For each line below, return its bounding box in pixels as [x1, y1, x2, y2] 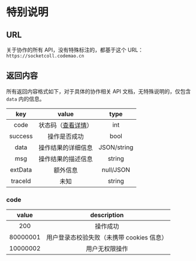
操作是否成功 [47, 132, 84, 141]
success [9, 132, 33, 140]
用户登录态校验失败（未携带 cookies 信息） [46, 233, 168, 242]
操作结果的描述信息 [38, 154, 93, 163]
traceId [11, 177, 31, 185]
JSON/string [98, 143, 134, 151]
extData [10, 165, 32, 174]
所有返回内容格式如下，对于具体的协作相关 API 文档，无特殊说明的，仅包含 [6, 87, 191, 95]
